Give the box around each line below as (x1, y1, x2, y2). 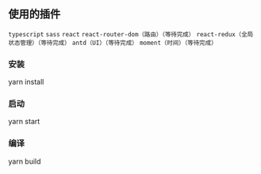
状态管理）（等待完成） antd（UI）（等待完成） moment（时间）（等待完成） (8, 39, 217, 47)
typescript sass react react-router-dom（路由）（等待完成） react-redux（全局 (8, 30, 254, 38)
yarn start (8, 117, 40, 127)
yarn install (8, 78, 44, 87)
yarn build (8, 157, 41, 166)
